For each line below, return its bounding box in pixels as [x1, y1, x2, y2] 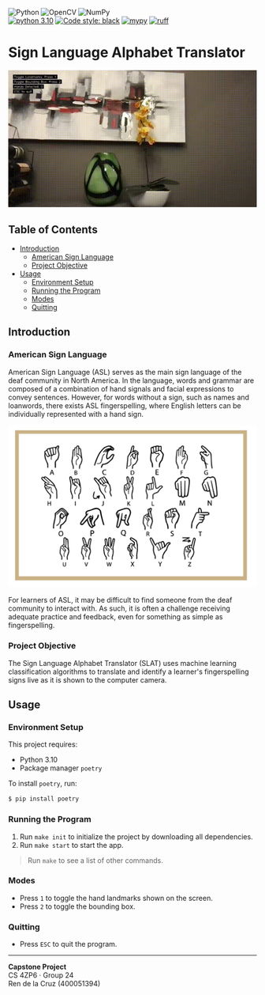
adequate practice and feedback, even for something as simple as [8, 612, 223, 622]
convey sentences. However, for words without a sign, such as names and [8, 392, 250, 402]
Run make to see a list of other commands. [27, 855, 163, 865]
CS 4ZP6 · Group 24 [8, 970, 74, 980]
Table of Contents [8, 222, 99, 236]
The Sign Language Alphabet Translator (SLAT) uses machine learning [8, 658, 237, 668]
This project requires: [8, 740, 78, 749]
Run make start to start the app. [19, 840, 124, 849]
